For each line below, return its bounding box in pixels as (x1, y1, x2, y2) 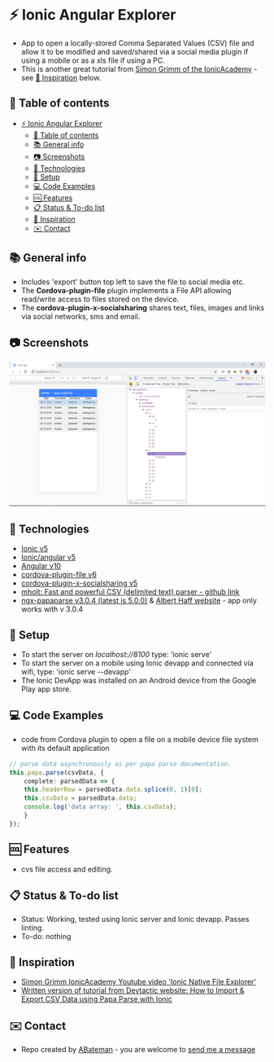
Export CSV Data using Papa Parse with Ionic (20, 994, 173, 1004)
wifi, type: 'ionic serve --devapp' (20, 667, 132, 676)
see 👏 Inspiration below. (20, 72, 102, 82)
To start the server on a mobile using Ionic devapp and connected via (20, 658, 254, 668)
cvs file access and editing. (20, 864, 113, 874)
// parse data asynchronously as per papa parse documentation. (9, 760, 232, 768)
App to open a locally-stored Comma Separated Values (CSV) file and (20, 37, 254, 48)
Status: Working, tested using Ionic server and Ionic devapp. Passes (20, 915, 250, 924)
